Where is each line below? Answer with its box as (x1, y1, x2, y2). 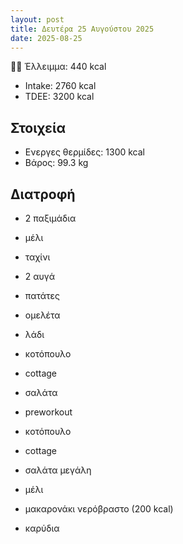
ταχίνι (24, 251, 51, 263)
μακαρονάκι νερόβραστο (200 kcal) (24, 503, 174, 515)
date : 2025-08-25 (10, 33, 83, 43)
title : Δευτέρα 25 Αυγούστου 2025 (10, 24, 155, 34)
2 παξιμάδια (24, 212, 77, 224)
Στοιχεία (10, 119, 67, 136)
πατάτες (24, 290, 61, 301)
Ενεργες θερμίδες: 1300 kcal (24, 146, 145, 158)
